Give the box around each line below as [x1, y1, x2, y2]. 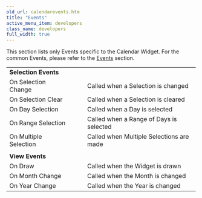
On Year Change [9, 182, 56, 190]
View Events [9, 152, 47, 160]
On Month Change [9, 172, 62, 180]
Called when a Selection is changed [87, 82, 189, 90]
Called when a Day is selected [87, 105, 173, 114]
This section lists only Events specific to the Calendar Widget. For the [6, 48, 180, 55]
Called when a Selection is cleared [87, 95, 186, 104]
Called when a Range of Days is [87, 115, 177, 124]
